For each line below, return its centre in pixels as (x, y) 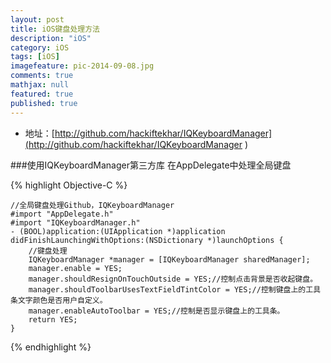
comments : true (42, 76)
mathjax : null (40, 85)
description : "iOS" (51, 38)
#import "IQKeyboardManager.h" (75, 222)
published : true (44, 103)
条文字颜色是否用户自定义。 (59, 300)
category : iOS (40, 47)
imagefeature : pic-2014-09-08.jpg (82, 66)
